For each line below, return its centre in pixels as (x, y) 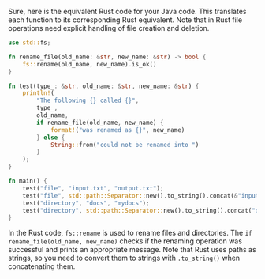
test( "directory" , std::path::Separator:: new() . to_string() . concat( (137, 210)
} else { (51, 138)
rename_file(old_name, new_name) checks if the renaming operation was (125, 241)
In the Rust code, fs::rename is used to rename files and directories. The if (130, 233)
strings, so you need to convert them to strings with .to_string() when (124, 258)
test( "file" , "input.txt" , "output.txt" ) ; (93, 188)
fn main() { (28, 181)
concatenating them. (42, 266)
